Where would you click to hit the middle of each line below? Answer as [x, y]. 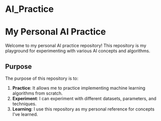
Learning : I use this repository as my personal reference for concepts [83, 109]
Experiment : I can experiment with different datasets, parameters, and [84, 98]
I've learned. [25, 114]
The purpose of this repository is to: [42, 78]
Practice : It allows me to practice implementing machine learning [79, 88]
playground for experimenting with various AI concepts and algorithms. [78, 51]
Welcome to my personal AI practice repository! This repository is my [76, 46]
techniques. [24, 104]
